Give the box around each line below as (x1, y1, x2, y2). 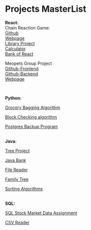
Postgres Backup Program (5, 124, 58, 129)
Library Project (5, 40, 35, 46)
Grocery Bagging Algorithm (5, 104, 60, 110)
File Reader (5, 167, 28, 173)
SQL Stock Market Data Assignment (5, 210, 77, 216)
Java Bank (5, 157, 26, 163)
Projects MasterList (5, 3, 87, 15)
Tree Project (5, 148, 30, 153)
